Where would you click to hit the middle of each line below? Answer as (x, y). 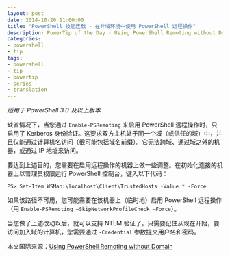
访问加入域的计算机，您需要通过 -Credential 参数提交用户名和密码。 (104, 232)
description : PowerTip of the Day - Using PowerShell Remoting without (111, 33)
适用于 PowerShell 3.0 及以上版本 (54, 110)
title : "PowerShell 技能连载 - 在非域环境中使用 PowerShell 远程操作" (102, 26)
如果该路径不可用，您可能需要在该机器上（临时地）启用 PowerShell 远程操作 (115, 200)
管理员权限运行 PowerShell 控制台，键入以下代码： (97, 174)
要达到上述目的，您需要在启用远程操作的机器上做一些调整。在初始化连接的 (112, 165)
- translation (27, 90)
